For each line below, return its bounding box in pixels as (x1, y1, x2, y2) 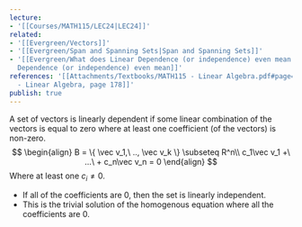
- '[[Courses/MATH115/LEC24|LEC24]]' (9, 22, 151, 31)
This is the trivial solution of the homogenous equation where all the (22, 199, 274, 210)
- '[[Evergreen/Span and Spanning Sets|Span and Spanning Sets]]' (9, 47, 263, 56)
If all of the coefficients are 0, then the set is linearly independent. (22, 190, 267, 201)
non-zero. (9, 132, 47, 143)
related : (9, 30, 42, 39)
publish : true (9, 88, 63, 97)
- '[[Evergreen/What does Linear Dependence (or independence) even (9, 55, 271, 64)
